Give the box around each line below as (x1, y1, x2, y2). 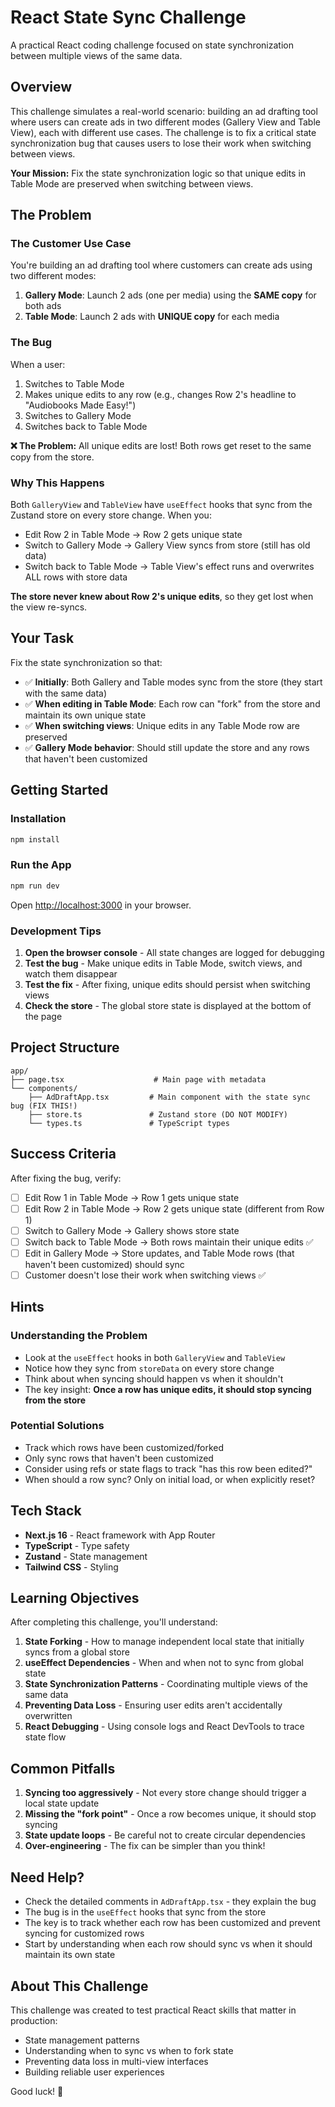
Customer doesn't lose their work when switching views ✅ (24, 1269, 267, 1281)
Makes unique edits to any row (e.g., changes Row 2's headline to (24, 388, 297, 400)
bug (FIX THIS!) (10, 1101, 78, 1111)
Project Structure (10, 1039, 120, 1056)
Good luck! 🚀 (10, 2085, 64, 2097)
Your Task (10, 630, 75, 647)
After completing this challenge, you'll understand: (10, 1616, 218, 1628)
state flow (24, 1731, 67, 1743)
